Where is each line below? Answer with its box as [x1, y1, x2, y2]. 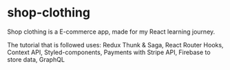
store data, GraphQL [7, 55, 65, 63]
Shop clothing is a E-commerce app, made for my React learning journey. [7, 27, 216, 36]
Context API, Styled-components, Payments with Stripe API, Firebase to [7, 48, 211, 56]
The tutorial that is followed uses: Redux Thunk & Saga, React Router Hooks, [7, 40, 224, 49]
